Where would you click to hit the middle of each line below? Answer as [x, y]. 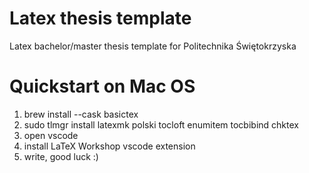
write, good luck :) [61, 156]
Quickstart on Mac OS [102, 86]
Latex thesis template [100, 18]
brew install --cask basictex [81, 114]
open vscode [51, 135]
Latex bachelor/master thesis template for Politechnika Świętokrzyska [153, 46]
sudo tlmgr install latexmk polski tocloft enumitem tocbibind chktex [161, 124]
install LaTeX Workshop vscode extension [109, 146]
